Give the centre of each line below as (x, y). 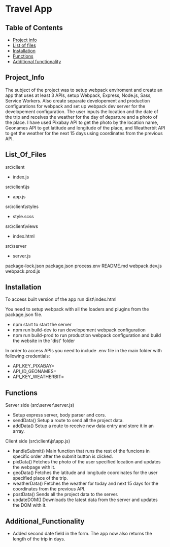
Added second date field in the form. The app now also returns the (82, 534)
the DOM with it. (29, 505)
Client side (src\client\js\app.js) (38, 441)
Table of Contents (34, 28)
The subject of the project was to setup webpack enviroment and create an (84, 90)
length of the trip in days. (39, 539)
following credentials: (28, 356)
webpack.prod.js (23, 271)
